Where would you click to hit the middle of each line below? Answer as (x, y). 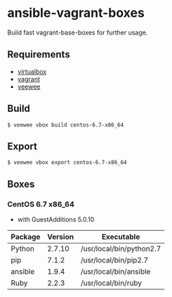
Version (61, 237)
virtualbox (32, 71)
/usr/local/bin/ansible (115, 272)
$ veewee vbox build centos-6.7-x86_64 (66, 125)
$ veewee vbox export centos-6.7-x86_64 (67, 163)
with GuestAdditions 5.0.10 (56, 220)
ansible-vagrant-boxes (76, 13)
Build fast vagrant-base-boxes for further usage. (78, 32)
